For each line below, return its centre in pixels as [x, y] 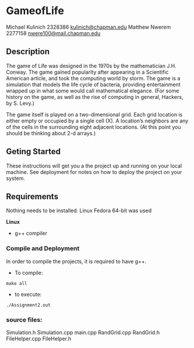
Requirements [32, 197]
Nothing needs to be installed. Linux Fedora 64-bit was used [79, 211]
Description [28, 52]
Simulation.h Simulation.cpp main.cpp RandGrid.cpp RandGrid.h [83, 332]
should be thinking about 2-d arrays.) [51, 133]
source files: [24, 319]
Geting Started [33, 151]
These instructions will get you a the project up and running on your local [94, 166]
